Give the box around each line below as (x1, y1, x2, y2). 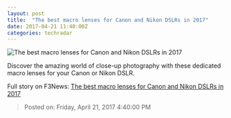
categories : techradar (7, 29, 73, 37)
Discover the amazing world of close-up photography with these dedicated (7, 61, 221, 70)
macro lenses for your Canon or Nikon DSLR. (7, 69, 135, 77)
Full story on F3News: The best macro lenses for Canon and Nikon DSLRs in (7, 82, 224, 90)
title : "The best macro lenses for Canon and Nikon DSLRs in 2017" (7, 17, 209, 23)
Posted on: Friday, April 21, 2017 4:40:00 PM (24, 103, 151, 111)
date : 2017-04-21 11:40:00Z (7, 23, 89, 30)
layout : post (7, 10, 45, 17)
